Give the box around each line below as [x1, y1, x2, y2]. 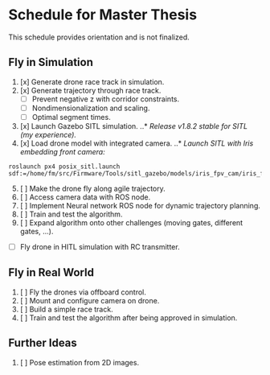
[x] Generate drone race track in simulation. [19, 76, 165, 86]
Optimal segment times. [31, 112, 111, 122]
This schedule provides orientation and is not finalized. [8, 32, 190, 42]
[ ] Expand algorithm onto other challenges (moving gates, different [19, 217, 243, 227]
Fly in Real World [8, 266, 95, 279]
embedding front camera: [19, 146, 106, 156]
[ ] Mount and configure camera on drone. [19, 295, 160, 305]
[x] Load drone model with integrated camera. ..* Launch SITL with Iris [19, 138, 254, 148]
